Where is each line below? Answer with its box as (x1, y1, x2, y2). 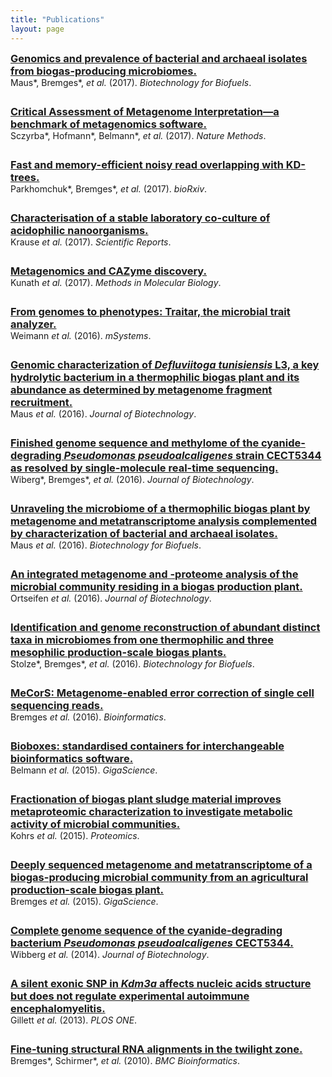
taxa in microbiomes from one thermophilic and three (10, 632, 274, 646)
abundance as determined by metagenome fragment (10, 382, 273, 396)
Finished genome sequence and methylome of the (10, 436, 260, 450)
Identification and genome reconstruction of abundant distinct (10, 620, 321, 634)
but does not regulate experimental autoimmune (10, 989, 250, 1003)
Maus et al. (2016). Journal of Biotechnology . (10, 407, 197, 420)
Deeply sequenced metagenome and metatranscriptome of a (10, 857, 313, 871)
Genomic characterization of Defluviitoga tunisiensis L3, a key (10, 357, 320, 371)
